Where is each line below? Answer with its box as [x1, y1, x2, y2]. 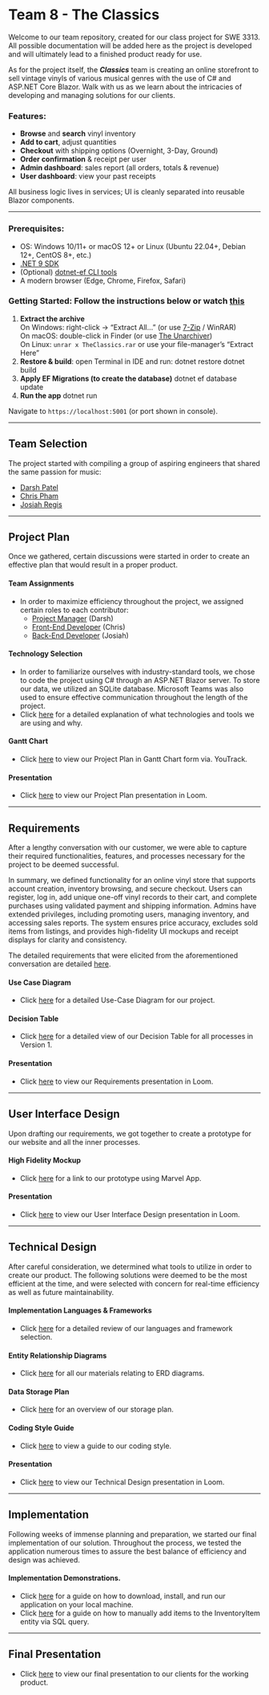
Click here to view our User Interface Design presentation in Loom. [19, 1209, 240, 1219]
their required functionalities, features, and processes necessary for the [8, 852, 246, 861]
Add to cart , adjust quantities [19, 137, 117, 147]
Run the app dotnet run [19, 390, 98, 400]
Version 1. [19, 1040, 53, 1050]
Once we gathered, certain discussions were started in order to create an [8, 552, 250, 562]
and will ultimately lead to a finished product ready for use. [8, 49, 203, 59]
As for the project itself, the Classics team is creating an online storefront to [8, 64, 259, 74]
